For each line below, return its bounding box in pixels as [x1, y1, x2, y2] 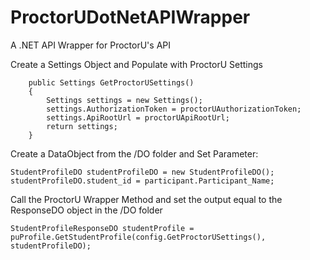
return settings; [46, 121, 118, 131]
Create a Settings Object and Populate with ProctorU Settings [10, 58, 263, 70]
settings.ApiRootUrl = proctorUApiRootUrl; [46, 112, 230, 123]
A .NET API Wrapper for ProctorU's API [10, 39, 171, 51]
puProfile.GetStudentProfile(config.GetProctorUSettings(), [10, 232, 267, 242]
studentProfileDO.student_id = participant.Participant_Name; [10, 176, 275, 186]
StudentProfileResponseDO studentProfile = [10, 223, 195, 233]
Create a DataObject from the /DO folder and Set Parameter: [10, 147, 259, 160]
